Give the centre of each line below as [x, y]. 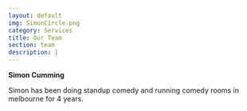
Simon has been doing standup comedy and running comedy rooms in [124, 90]
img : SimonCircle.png [44, 23]
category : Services [41, 30]
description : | [33, 52]
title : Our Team [35, 38]
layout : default [35, 15]
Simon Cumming [37, 75]
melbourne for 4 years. [46, 99]
